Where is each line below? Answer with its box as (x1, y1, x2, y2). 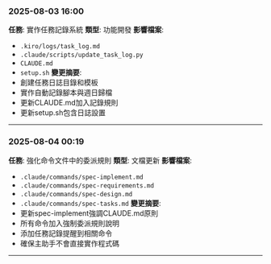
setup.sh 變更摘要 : (19, 68, 82, 77)
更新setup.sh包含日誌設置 (19, 108, 106, 118)
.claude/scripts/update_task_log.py (19, 51, 144, 60)
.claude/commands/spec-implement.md (19, 173, 144, 181)
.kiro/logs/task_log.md (19, 43, 101, 51)
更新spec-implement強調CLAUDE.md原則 (19, 208, 159, 218)
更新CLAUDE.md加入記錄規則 (19, 98, 119, 108)
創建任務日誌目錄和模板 (19, 78, 98, 88)
